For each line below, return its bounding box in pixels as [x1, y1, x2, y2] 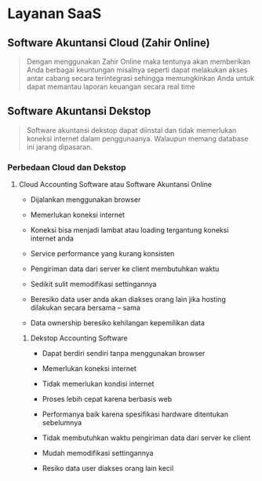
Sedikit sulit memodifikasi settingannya [30, 280, 157, 289]
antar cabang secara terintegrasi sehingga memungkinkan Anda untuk [26, 74, 255, 83]
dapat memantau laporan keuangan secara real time [26, 82, 195, 91]
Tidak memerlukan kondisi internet [42, 379, 155, 389]
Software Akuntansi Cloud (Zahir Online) [7, 36, 210, 50]
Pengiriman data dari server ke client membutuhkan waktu [30, 264, 220, 274]
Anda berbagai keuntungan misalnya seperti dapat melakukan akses [26, 65, 248, 75]
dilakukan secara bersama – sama [30, 303, 140, 313]
